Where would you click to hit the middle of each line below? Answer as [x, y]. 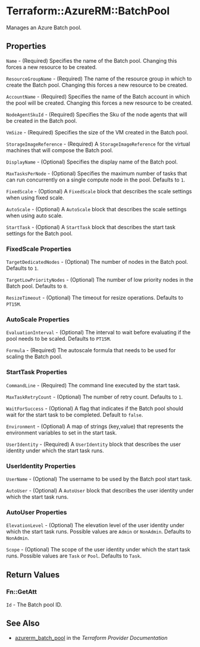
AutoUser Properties [37, 512]
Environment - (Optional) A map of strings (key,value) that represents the [95, 426]
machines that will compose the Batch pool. [60, 150]
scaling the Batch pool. [34, 357]
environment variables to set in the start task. [62, 432]
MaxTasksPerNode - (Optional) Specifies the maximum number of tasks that [97, 173]
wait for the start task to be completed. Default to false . [75, 415]
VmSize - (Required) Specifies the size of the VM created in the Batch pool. [97, 132]
